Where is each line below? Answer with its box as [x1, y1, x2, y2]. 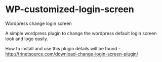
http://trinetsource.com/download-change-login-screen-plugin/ [5, 51, 138, 57]
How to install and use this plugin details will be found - [5, 45, 120, 51]
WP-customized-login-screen [5, 4, 134, 15]
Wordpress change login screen [5, 20, 72, 26]
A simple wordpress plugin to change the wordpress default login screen [5, 30, 157, 36]
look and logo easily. [5, 36, 48, 42]
